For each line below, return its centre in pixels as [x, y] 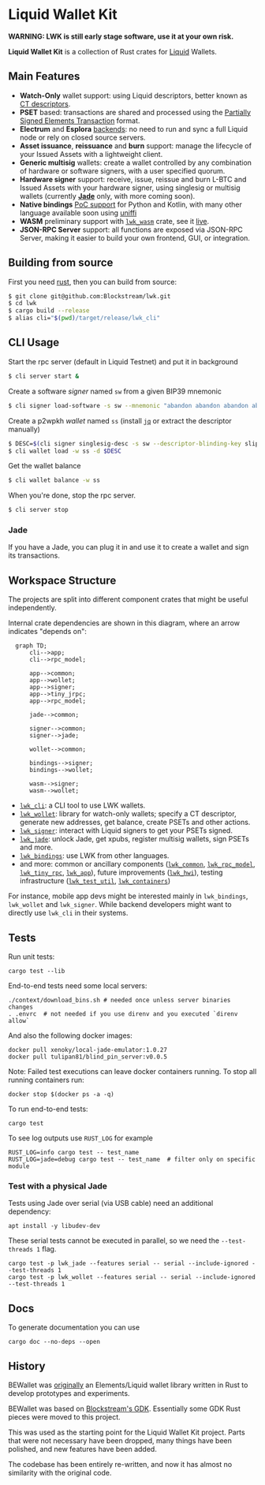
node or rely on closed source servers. [82, 137]
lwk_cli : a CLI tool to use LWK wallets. [82, 805]
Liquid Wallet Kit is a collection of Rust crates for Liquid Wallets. [112, 51]
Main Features [44, 76]
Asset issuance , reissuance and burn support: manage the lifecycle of [136, 146]
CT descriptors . [45, 103]
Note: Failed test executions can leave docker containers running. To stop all [132, 1072]
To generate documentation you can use [74, 1327]
